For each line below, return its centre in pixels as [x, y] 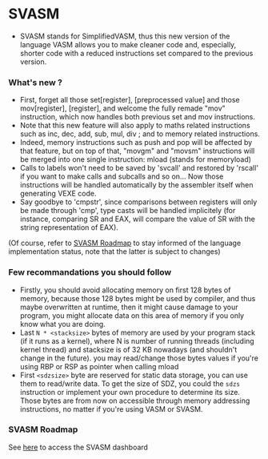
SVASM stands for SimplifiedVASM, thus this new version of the [125, 36]
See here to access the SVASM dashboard [78, 447]
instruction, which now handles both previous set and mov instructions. [138, 117]
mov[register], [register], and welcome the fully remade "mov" [122, 108]
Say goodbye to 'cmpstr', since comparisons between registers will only [138, 202]
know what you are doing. [62, 324]
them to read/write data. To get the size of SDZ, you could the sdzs [130, 383]
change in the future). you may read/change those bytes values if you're [139, 358]
